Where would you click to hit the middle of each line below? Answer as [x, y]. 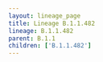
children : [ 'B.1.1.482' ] [50, 46]
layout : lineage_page [45, 16]
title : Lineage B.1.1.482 [51, 23]
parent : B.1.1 [32, 38]
